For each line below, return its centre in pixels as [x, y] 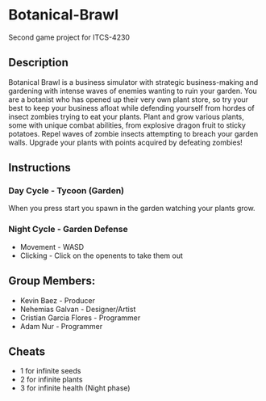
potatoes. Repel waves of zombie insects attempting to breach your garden [133, 133]
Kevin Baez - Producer [57, 300]
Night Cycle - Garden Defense [68, 230]
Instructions [39, 168]
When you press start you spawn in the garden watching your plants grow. [132, 209]
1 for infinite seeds [50, 371]
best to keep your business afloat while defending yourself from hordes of [132, 108]
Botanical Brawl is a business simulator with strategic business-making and [133, 82]
